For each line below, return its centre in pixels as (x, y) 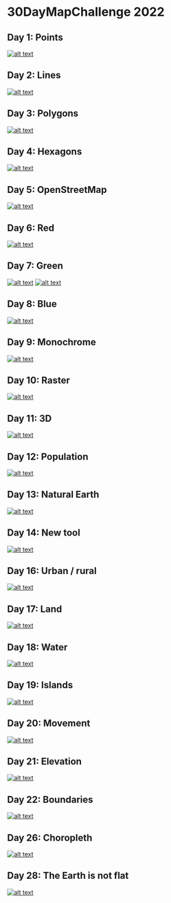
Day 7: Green (35, 266)
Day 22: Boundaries (50, 800)
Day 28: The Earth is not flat (68, 876)
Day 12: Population (48, 456)
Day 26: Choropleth (50, 837)
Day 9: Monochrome (52, 342)
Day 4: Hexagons (45, 152)
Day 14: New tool (44, 533)
